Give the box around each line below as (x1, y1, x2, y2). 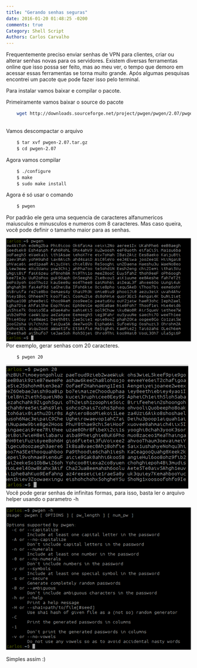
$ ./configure (16, 168, 51, 174)
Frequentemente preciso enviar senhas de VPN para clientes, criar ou (6, 51, 175, 58)
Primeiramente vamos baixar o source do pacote (6, 98, 124, 105)
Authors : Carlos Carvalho (6, 34, 69, 40)
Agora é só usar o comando (6, 191, 73, 199)
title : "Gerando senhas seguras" (6, 9, 88, 15)
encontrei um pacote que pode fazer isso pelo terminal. (6, 76, 140, 83)
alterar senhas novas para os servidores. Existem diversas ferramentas (6, 57, 178, 64)
